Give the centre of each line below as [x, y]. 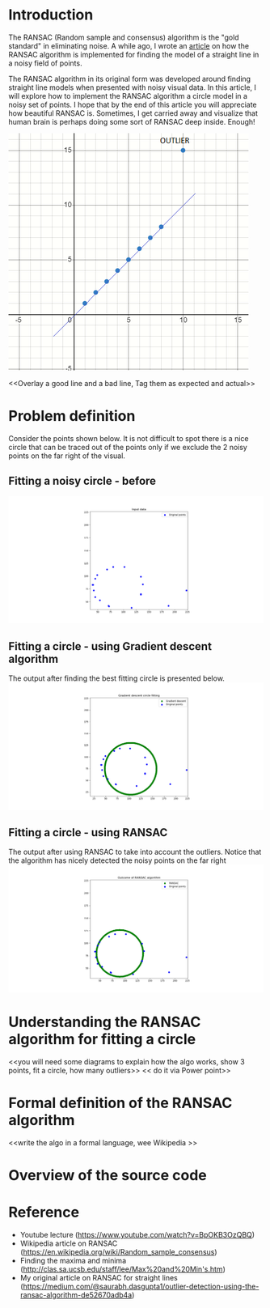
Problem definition [72, 416]
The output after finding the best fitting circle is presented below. [116, 678]
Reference [44, 1212]
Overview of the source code [108, 1175]
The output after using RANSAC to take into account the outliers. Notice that [135, 852]
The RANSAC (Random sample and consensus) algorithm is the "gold [124, 37]
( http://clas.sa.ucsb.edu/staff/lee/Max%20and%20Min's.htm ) [123, 1269]
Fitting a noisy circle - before [82, 481]
